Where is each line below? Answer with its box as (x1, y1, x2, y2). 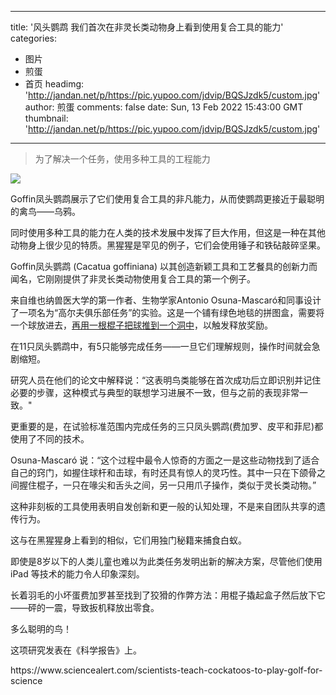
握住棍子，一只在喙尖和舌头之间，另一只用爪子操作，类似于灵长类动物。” (18, 479, 317, 491)
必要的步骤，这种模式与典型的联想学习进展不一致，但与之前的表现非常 (10, 387, 300, 398)
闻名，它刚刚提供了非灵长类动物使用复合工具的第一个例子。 (10, 273, 256, 285)
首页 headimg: (24, 78, 85, 90)
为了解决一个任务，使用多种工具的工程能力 (34, 153, 211, 165)
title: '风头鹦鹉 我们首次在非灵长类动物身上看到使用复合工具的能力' (10, 21, 284, 33)
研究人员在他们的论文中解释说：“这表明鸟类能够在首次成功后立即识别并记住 (10, 374, 322, 386)
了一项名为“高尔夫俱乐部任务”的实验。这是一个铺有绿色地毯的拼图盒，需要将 (10, 307, 325, 318)
